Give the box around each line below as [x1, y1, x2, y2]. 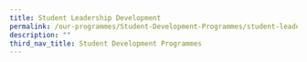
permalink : [9, 22, 51, 31]
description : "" [9, 30, 71, 39]
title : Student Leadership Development [9, 13, 162, 23]
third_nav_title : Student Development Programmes [9, 38, 203, 48]
